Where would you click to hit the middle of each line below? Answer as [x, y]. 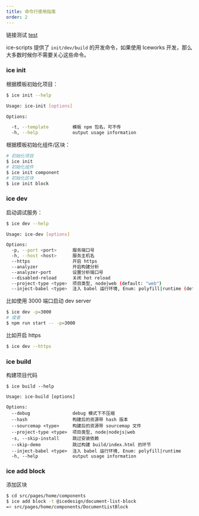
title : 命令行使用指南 [31, 12]
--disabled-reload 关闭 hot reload [61, 278]
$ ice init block [28, 183]
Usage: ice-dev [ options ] [38, 234]
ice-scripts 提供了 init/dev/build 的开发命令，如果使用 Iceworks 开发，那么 [99, 47]
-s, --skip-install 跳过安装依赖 [55, 438]
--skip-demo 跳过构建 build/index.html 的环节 [81, 445]
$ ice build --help [30, 386]
